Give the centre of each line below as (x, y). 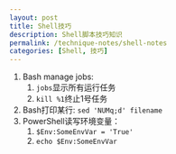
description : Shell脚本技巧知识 (66, 34)
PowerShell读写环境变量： (71, 122)
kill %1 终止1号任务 (72, 99)
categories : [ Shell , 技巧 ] (59, 51)
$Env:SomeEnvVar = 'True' (84, 132)
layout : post (34, 18)
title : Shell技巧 (41, 26)
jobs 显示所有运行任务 (76, 87)
